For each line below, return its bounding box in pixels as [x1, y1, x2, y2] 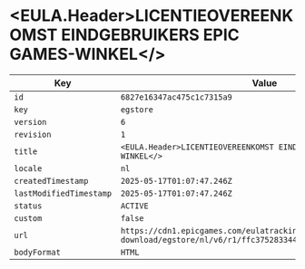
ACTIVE [120, 200, 149, 211]
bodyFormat [14, 246, 61, 257]
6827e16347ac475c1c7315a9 [120, 91, 233, 102]
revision [14, 129, 52, 139]
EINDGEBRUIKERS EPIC [61, 24, 241, 45]
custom [14, 213, 43, 223]
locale [14, 163, 43, 173]
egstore [120, 104, 154, 114]
